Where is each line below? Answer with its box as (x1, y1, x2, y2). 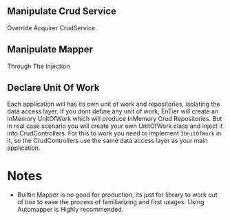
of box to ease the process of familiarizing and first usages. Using (17, 198, 205, 206)
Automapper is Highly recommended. (17, 206, 124, 214)
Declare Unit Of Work (7, 82, 100, 93)
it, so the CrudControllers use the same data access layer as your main (7, 137, 208, 145)
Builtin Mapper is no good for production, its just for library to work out (17, 190, 218, 199)
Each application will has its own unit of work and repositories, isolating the (7, 100, 220, 109)
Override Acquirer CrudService (7, 23, 96, 32)
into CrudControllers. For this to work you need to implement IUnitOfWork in (7, 129, 222, 137)
